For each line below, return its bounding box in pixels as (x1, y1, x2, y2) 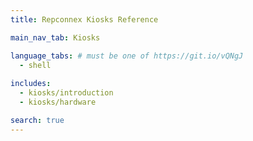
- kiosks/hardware (19, 97, 97, 107)
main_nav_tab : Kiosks (10, 32, 101, 43)
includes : (10, 79, 52, 89)
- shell (19, 60, 52, 70)
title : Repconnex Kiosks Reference (10, 14, 159, 25)
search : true (10, 115, 65, 125)
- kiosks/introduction (19, 88, 114, 98)
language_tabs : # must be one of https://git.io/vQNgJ (10, 51, 244, 61)
